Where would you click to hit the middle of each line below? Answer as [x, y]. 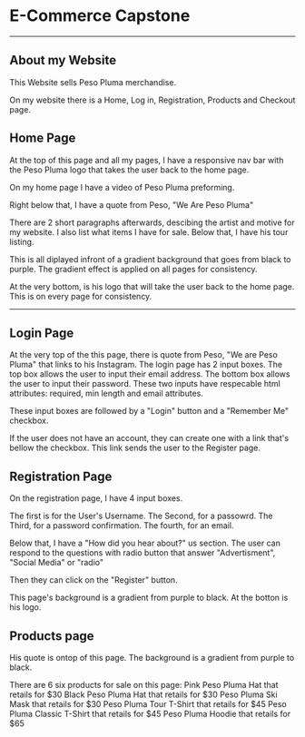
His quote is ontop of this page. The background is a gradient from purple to [152, 658]
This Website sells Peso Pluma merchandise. [93, 82]
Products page [52, 636]
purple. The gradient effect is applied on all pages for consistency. [133, 269]
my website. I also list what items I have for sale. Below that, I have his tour [149, 231]
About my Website [63, 60]
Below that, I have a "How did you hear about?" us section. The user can [145, 543]
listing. [22, 241]
